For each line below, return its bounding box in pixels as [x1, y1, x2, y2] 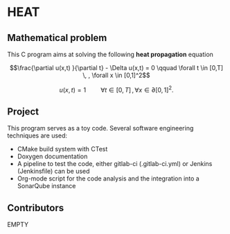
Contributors [7, 202, 64, 214]
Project [7, 106, 39, 118]
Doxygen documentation [17, 152, 88, 160]
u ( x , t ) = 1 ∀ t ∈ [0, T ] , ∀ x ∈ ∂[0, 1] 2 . [59, 85, 174, 94]
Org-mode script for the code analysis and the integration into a [17, 174, 200, 183]
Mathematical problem [7, 32, 107, 44]
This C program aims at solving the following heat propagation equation [7, 50, 213, 58]
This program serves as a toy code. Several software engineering [7, 124, 194, 133]
